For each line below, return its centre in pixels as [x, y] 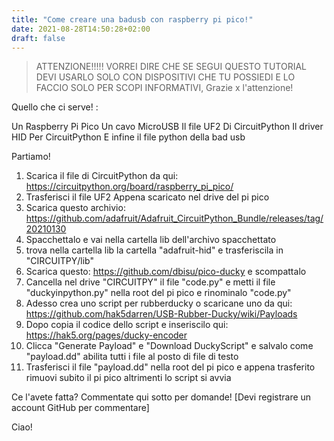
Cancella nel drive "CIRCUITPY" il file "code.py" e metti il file [150, 282]
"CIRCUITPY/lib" [59, 261]
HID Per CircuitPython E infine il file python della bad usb [128, 137]
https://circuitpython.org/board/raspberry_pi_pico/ [129, 187]
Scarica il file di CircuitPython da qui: [102, 176]
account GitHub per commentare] [80, 408]
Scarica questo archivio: [75, 208]
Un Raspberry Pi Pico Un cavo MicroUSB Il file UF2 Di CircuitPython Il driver [167, 127]
